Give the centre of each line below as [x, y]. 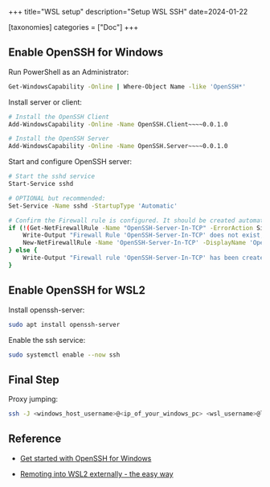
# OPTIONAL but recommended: [57, 198]
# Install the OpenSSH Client [59, 117]
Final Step [34, 380]
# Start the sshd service [51, 176]
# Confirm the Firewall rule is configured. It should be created [122, 221]
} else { [23, 250]
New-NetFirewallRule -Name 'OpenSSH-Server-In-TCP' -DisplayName [135, 243]
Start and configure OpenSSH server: [70, 162]
